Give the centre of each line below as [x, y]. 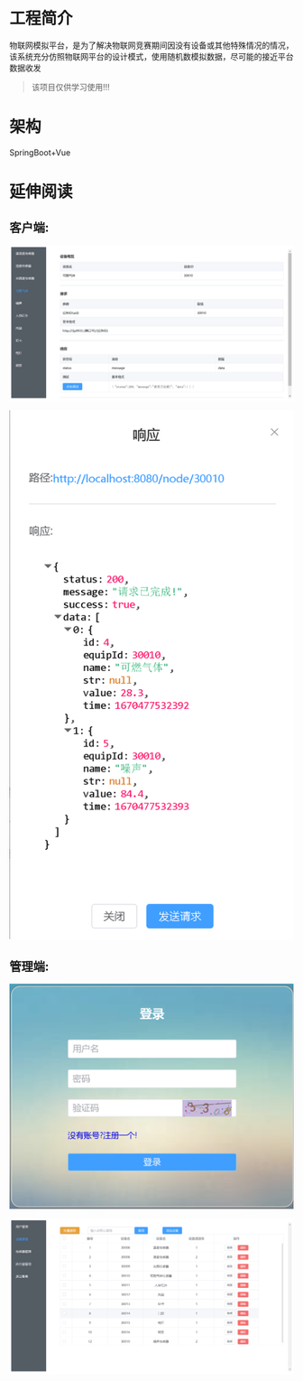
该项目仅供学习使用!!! [70, 87]
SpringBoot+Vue [40, 152]
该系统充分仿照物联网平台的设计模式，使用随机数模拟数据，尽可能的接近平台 [151, 56]
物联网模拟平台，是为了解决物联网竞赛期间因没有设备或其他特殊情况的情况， [151, 45]
